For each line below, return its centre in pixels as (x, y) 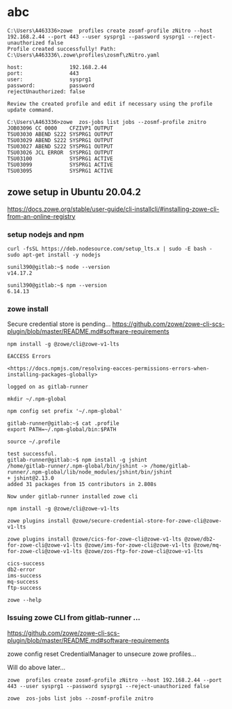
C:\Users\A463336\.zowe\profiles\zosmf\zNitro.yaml (83, 55)
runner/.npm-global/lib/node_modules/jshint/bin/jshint (90, 472)
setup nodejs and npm (46, 234)
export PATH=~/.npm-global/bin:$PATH (62, 430)
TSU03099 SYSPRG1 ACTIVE (60, 164)
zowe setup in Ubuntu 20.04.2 (74, 192)
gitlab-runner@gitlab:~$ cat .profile (63, 423)
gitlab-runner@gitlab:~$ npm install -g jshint (77, 460)
